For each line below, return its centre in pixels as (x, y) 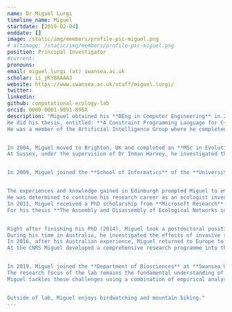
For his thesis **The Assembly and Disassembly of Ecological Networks (112, 210)
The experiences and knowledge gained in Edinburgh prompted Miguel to (112, 191)
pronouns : (21, 65)
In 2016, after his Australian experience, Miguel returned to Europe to (116, 242)
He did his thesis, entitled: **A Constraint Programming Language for (112, 123)
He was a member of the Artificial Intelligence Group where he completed (117, 129)
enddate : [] (24, 33)
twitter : (20, 90)
